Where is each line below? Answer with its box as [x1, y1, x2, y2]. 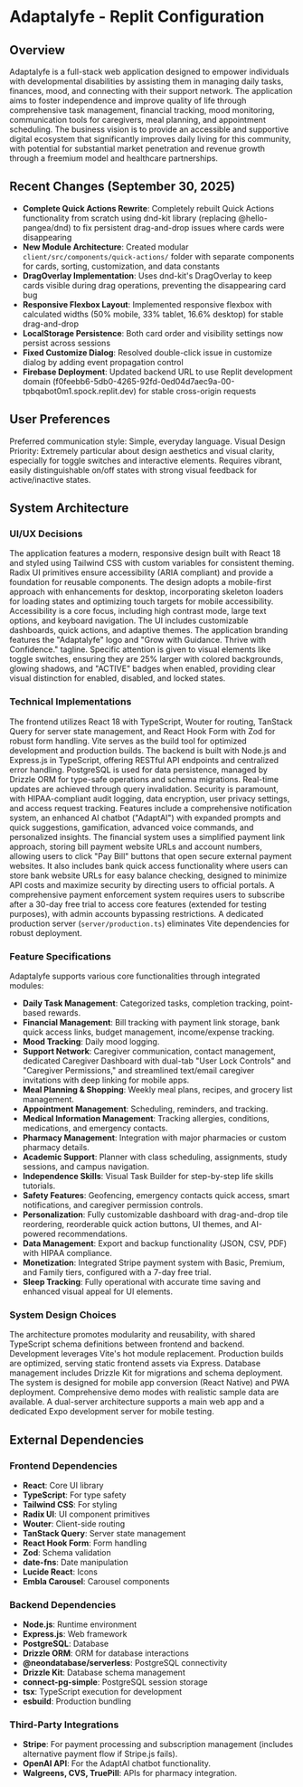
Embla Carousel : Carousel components [22, 1575, 170, 1586]
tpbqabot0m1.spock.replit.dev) [22, 385, 137, 396]
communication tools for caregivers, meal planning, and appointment [9, 115, 267, 125]
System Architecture [9, 500, 129, 516]
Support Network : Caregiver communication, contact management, [22, 1045, 276, 1056]
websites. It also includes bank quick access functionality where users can [9, 860, 288, 871]
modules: [9, 979, 44, 991]
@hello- [238, 213, 269, 223]
